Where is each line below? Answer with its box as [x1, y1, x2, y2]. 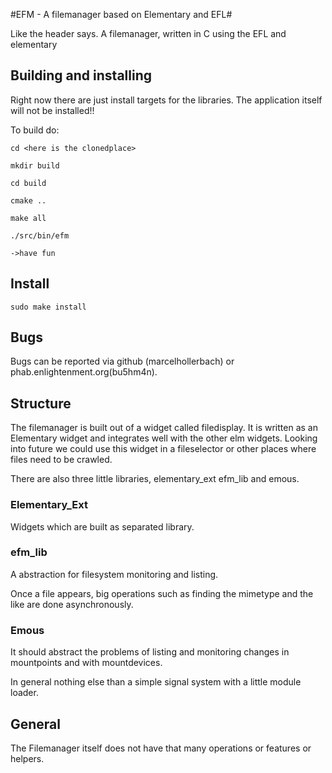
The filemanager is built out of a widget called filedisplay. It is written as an [10, 422, 318, 434]
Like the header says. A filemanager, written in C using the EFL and [10, 28, 287, 39]
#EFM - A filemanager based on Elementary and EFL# [10, 9, 233, 20]
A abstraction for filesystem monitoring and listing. [10, 568, 219, 580]
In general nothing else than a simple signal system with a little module [10, 676, 302, 688]
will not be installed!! [10, 104, 95, 116]
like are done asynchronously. [10, 598, 134, 610]
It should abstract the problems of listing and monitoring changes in [10, 646, 290, 658]
